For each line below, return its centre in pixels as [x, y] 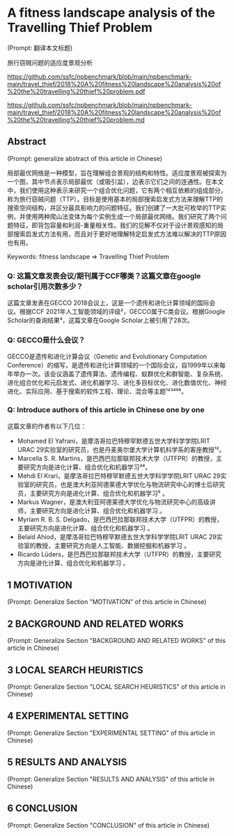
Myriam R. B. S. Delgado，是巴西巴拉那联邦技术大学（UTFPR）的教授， [120, 519]
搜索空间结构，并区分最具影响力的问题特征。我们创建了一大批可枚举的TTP [114, 208]
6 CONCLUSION [42, 808]
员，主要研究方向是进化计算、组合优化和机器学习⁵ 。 [93, 493]
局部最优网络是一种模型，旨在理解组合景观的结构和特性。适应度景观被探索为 [117, 173]
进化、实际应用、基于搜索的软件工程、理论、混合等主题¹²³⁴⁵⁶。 [97, 391]
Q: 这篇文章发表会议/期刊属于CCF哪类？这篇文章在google [104, 275]
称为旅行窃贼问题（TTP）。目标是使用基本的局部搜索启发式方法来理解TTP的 [115, 199]
